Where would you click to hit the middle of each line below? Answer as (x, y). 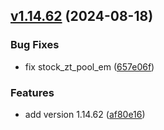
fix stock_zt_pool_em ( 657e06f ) (89, 66)
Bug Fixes (35, 45)
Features (32, 92)
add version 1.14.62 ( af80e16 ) (85, 114)
